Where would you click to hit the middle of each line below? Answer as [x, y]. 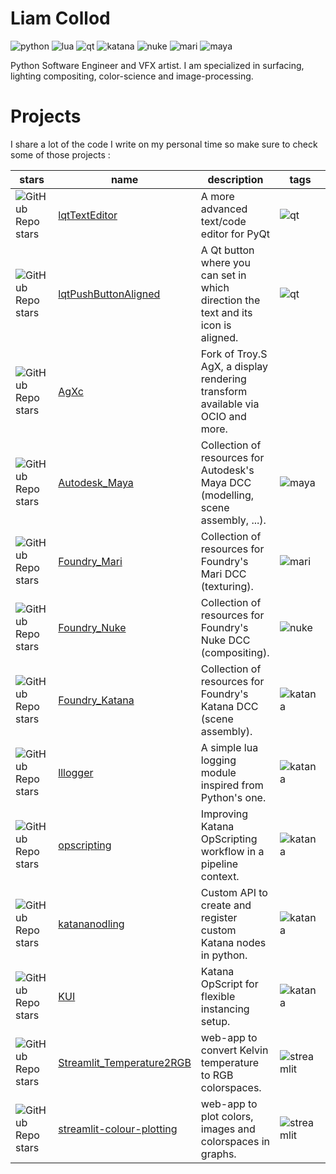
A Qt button [227, 250]
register [219, 917]
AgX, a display [234, 366]
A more [217, 196]
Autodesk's [227, 470]
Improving [224, 814]
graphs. [218, 1154]
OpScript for [229, 984]
